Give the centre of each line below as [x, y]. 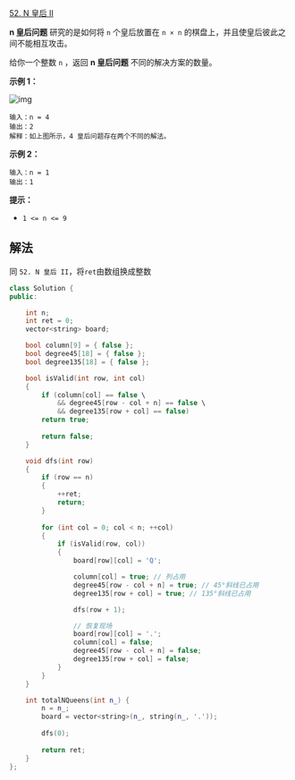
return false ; [67, 437]
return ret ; [64, 750]
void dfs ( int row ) [59, 461]
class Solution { [42, 288]
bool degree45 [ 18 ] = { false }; [85, 354]
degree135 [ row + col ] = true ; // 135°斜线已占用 [162, 593]
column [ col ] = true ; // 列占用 [129, 577]
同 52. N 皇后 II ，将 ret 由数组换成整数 [80, 271]
